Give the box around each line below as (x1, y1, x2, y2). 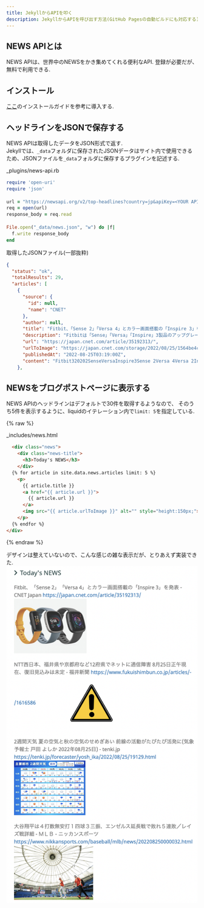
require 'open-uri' (6, 179, 56, 185)
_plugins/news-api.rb (6, 167, 59, 174)
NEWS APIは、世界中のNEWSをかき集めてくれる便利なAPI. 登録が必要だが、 (6, 58, 198, 66)
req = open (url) (6, 205, 47, 211)
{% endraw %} (6, 538, 44, 546)
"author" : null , (22, 319, 64, 325)
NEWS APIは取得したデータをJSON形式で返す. (6, 139, 123, 147)
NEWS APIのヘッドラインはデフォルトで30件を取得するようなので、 (6, 400, 177, 407)
